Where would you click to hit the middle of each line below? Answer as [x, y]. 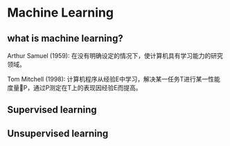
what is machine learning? [65, 38]
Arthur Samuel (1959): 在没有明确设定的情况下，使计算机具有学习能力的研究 [115, 56]
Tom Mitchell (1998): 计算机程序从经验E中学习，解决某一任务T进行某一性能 [114, 79]
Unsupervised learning [58, 133]
